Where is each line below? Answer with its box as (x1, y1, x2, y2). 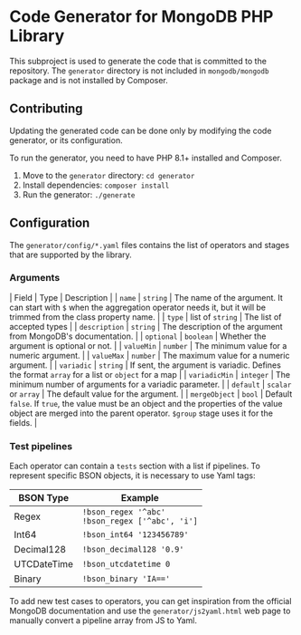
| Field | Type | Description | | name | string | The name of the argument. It (9, 292, 283, 303)
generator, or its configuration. (9, 134, 124, 146)
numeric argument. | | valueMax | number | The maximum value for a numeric (9, 350, 290, 361)
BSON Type (17, 492, 70, 505)
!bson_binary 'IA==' (81, 573, 171, 584)
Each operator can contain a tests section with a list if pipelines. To (9, 460, 260, 472)
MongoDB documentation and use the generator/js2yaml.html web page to (9, 605, 291, 617)
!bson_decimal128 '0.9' (81, 544, 184, 554)
